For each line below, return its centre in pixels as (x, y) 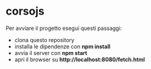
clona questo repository (44, 40)
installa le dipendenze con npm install (62, 46)
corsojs (25, 11)
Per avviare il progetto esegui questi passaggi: (64, 28)
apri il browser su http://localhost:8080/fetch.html (80, 59)
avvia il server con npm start (51, 53)
